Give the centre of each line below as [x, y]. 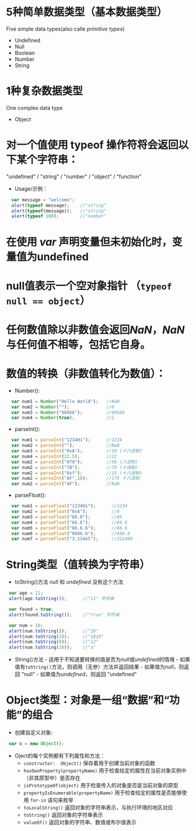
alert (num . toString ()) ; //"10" [54, 631]
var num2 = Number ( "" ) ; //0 [63, 407]
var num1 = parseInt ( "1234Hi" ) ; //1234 [67, 440]
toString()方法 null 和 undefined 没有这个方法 [69, 582]
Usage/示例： [31, 188]
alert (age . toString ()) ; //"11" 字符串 [62, 599]
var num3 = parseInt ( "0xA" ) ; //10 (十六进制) [77, 451]
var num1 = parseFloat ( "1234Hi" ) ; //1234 [69, 506]
